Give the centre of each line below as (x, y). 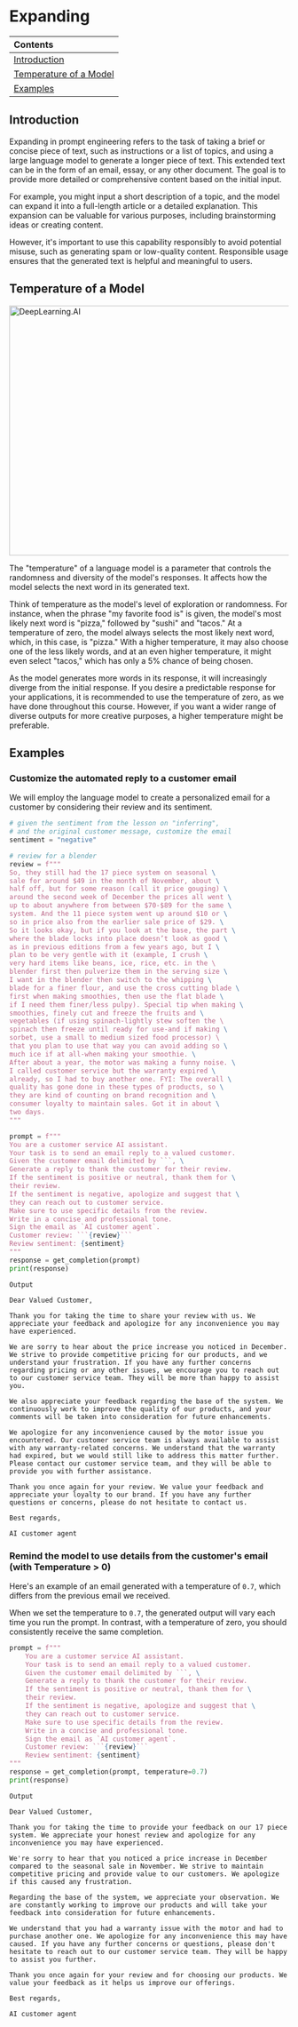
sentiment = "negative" (53, 840)
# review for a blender (53, 856)
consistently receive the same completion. (86, 1632)
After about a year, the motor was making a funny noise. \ (123, 1062)
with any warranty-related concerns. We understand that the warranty (142, 1448)
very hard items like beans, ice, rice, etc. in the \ (113, 963)
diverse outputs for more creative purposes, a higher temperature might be (146, 715)
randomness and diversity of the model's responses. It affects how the (138, 577)
